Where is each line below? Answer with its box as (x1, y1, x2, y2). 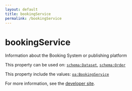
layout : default (5, 7, 38, 12)
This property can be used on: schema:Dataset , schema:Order (5, 62, 126, 68)
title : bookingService (5, 12, 51, 16)
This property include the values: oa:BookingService (5, 71, 109, 77)
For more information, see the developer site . (5, 80, 96, 87)
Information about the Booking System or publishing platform (5, 52, 127, 58)
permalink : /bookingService (5, 16, 62, 21)
